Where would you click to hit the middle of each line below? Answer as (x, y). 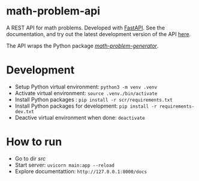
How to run (34, 142)
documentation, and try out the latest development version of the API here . (99, 34)
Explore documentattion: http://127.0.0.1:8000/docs (81, 171)
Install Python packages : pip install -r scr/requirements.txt (94, 99)
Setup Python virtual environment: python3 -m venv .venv (86, 87)
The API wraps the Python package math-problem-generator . (82, 46)
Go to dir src (30, 158)
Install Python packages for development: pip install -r (86, 106)
